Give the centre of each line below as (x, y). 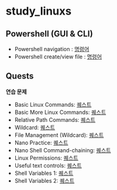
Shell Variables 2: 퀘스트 (44, 180)
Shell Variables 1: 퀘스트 (44, 173)
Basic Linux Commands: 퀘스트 (53, 104)
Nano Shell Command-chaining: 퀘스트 (62, 150)
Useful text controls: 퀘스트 (48, 165)
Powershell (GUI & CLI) (49, 34)
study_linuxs (39, 11)
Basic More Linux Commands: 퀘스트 (60, 112)
